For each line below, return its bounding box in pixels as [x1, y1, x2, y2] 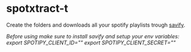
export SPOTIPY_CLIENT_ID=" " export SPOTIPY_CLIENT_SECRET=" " [6, 39, 176, 46]
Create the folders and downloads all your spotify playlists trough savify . [6, 21, 186, 28]
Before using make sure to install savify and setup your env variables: [6, 32, 180, 40]
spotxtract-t [6, 2, 68, 15]
